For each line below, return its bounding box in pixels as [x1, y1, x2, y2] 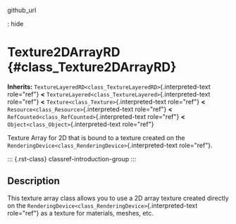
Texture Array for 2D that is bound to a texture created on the [7, 133, 185, 142]
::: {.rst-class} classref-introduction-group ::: [7, 154, 137, 163]
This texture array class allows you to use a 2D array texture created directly [7, 194, 229, 202]
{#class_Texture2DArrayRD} [7, 59, 177, 75]
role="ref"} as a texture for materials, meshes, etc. [7, 209, 154, 217]
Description [7, 175, 60, 187]
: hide [7, 20, 24, 27]
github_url [7, 6, 37, 14]
